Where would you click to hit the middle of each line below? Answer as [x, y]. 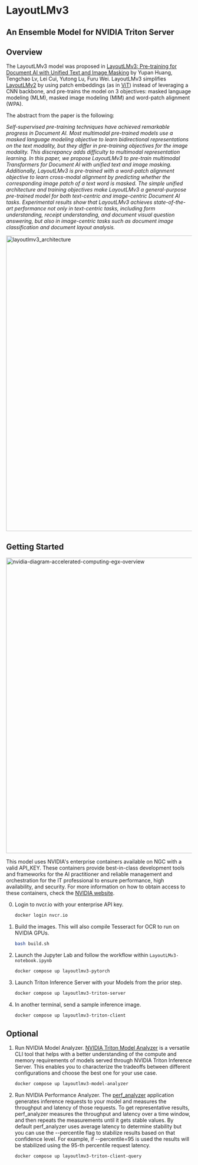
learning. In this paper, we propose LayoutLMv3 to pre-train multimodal [93, 158]
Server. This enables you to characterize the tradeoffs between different [102, 1067]
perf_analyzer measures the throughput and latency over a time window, [102, 1114]
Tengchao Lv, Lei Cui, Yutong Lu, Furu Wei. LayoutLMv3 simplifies [86, 79]
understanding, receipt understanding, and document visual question [90, 215]
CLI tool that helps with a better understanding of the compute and [95, 1054]
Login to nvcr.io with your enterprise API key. [69, 904]
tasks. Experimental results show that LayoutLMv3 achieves [79, 202]
